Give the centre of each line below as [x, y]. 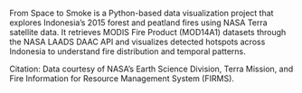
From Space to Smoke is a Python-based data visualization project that [142, 13]
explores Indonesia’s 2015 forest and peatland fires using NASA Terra [139, 23]
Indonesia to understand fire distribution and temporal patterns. [127, 51]
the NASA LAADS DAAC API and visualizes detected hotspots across [137, 42]
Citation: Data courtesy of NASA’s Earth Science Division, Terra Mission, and [151, 69]
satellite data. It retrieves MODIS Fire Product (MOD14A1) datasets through [148, 32]
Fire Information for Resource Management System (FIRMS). [122, 79]
